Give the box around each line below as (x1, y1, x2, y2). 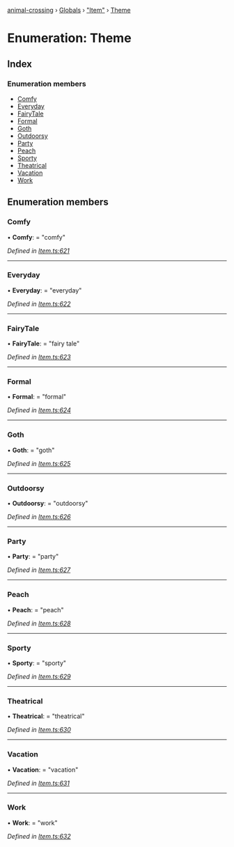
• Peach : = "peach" (7, 605, 64, 614)
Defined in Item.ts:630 (7, 726, 72, 734)
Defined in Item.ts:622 (7, 300, 71, 308)
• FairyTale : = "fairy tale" (7, 339, 80, 348)
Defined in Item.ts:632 (7, 832, 71, 840)
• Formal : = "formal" (7, 393, 67, 401)
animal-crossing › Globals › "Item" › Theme (7, 6, 131, 14)
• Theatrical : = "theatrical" (7, 712, 85, 720)
